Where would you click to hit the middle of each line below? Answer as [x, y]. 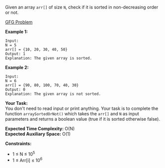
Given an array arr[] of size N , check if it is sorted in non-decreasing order [82, 7]
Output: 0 [15, 89]
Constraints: [18, 143]
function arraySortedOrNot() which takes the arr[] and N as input [72, 114]
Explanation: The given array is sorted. [49, 58]
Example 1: [17, 32]
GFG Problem [19, 22]
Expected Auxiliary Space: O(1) [38, 134]
